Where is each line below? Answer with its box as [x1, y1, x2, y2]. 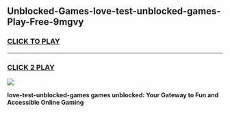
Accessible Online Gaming [7, 98, 84, 106]
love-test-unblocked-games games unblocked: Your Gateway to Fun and [7, 90, 219, 99]
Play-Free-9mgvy [7, 16, 84, 28]
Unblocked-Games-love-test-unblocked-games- [7, 5, 221, 17]
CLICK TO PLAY [7, 37, 60, 47]
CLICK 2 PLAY [7, 62, 55, 72]
